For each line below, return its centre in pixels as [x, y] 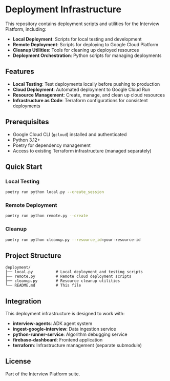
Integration [24, 301]
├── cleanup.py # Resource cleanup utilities [63, 281]
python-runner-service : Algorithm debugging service [70, 334]
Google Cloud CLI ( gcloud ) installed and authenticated [70, 134]
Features [20, 72]
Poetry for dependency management [52, 145]
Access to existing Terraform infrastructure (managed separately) [82, 150]
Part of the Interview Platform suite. [43, 374]
